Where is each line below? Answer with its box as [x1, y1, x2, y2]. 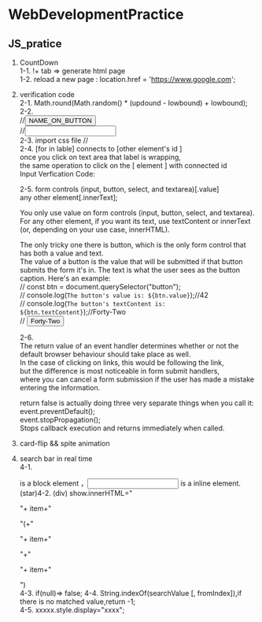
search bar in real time [19, 454, 93, 463]
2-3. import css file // [19, 136, 89, 145]
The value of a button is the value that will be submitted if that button [19, 257, 243, 266]
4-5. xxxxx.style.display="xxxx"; [19, 605, 125, 614]
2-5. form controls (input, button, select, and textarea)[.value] [19, 184, 220, 194]
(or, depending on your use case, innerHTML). [19, 225, 171, 234]
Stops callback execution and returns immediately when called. [19, 423, 225, 433]
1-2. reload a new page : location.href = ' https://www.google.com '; [19, 75, 236, 84]
